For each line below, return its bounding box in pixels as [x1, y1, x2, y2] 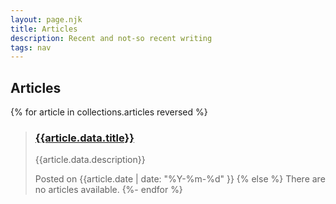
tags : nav [10, 42, 52, 53]
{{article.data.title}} [34, 131, 135, 145]
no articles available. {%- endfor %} [34, 184, 183, 196]
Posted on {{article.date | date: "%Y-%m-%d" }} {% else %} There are [34, 173, 326, 185]
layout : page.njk [10, 14, 83, 25]
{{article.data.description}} [34, 154, 146, 166]
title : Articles [10, 24, 78, 34]
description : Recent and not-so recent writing [10, 33, 213, 43]
